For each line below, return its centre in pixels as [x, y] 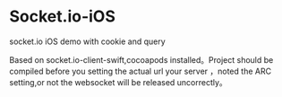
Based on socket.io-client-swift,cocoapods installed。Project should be [141, 59]
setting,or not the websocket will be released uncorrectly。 [119, 82]
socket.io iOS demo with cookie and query [87, 41]
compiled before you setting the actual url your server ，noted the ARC [140, 71]
